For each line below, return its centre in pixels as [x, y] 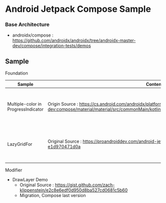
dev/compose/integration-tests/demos [52, 46]
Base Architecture [27, 25]
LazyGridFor [20, 144]
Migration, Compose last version [53, 196]
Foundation [17, 73]
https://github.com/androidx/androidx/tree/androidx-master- [74, 41]
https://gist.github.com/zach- [85, 185]
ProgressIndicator [25, 109]
